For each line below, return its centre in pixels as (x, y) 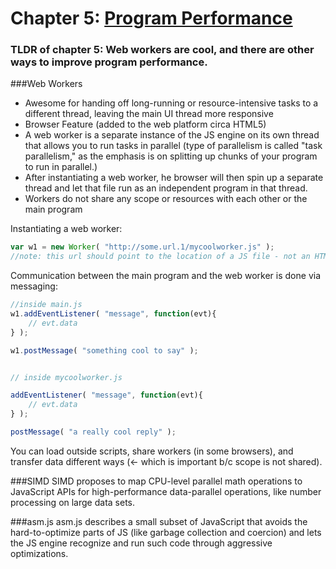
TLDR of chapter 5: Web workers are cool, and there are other (162, 50)
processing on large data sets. (73, 502)
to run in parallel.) (61, 167)
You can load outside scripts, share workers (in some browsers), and (152, 451)
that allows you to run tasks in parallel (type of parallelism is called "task (173, 146)
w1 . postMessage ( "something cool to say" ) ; (104, 350)
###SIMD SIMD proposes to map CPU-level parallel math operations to (156, 481)
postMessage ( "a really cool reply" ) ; (93, 432)
